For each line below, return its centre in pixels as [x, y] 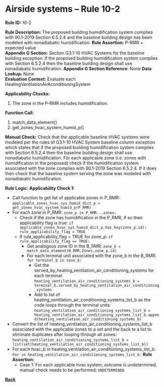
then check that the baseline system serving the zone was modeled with [78, 173]
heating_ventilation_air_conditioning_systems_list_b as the [92, 300]
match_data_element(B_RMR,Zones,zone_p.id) [72, 251]
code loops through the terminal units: [72, 305]
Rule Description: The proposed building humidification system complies [79, 32]
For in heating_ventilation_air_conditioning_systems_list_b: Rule [82, 354]
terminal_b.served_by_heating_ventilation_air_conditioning [97, 285]
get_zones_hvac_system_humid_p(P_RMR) [52, 207]
